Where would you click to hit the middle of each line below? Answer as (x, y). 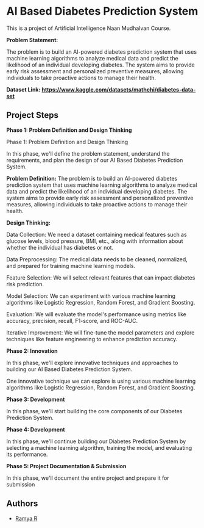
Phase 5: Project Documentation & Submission (66, 466)
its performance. (27, 454)
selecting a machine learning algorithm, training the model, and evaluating (99, 447)
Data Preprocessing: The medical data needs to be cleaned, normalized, (97, 259)
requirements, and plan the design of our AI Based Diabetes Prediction (95, 160)
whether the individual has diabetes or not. (60, 247)
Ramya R (26, 518)
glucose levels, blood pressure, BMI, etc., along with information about (95, 241)
